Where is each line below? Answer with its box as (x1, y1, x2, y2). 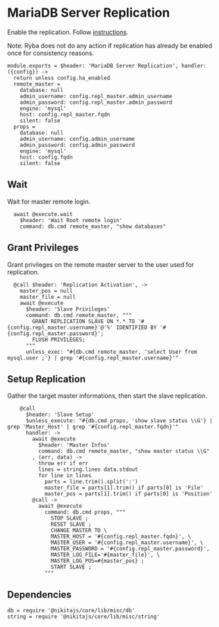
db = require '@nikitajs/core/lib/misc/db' (7, 607, 136, 614)
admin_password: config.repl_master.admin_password (19, 99, 172, 106)
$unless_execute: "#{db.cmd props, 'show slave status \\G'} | (25, 417, 213, 424)
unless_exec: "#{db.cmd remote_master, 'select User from (25, 348, 197, 355)
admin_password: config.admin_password (19, 141, 136, 148)
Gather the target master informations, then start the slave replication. (7, 392, 207, 400)
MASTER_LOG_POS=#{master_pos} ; (51, 557, 145, 565)
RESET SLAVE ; (51, 521, 92, 528)
